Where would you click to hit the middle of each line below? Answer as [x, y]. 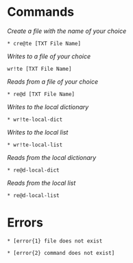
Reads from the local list [41, 183]
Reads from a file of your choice [52, 81]
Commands [41, 12]
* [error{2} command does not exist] [61, 253]
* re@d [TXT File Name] [41, 94]
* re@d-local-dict [33, 170]
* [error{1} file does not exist [55, 241]
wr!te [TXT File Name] [39, 69]
